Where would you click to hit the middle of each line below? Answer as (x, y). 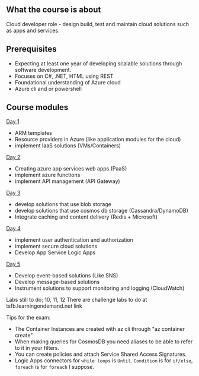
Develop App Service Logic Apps (55, 252)
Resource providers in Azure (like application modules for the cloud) (98, 140)
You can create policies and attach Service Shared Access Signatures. (101, 354)
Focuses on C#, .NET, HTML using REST (64, 76)
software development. (43, 69)
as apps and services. (33, 30)
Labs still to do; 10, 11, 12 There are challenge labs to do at (77, 300)
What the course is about (54, 10)
